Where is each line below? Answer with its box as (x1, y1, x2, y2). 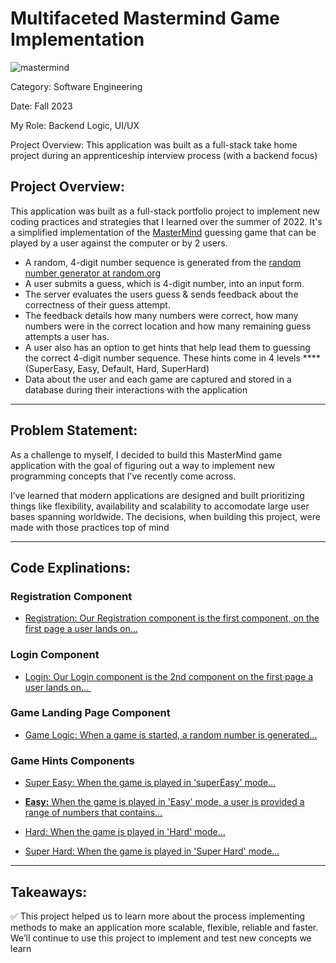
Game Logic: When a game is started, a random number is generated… (24, 728, 318, 741)
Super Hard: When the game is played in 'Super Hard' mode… (24, 845, 280, 857)
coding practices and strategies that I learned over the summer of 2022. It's (10, 215, 323, 227)
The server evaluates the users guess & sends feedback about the (24, 288, 299, 300)
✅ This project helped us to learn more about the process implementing (10, 910, 306, 922)
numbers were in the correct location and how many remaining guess (24, 320, 312, 332)
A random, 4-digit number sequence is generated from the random (24, 256, 302, 268)
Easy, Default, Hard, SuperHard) (77, 362, 210, 374)
